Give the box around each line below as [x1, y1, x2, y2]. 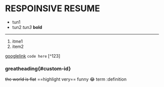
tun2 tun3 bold [12, 24, 42, 30]
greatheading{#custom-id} [5, 65, 71, 72]
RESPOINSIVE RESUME [5, 3, 100, 14]
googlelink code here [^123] [5, 53, 61, 59]
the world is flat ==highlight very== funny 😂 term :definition [5, 76, 127, 82]
